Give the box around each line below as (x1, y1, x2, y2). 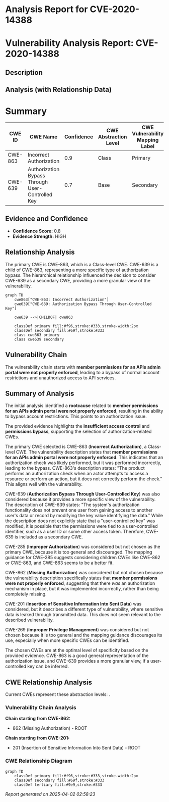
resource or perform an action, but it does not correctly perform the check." (5, 476, 162, 482)
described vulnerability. (5, 617, 54, 623)
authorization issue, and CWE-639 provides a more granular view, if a (5, 658, 149, 664)
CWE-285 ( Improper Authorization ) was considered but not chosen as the (5, 544, 160, 550)
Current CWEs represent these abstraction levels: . (5, 691, 111, 697)
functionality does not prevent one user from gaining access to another (5, 507, 153, 513)
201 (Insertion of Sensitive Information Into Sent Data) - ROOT (12, 745, 141, 751)
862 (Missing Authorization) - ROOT (12, 725, 88, 731)
